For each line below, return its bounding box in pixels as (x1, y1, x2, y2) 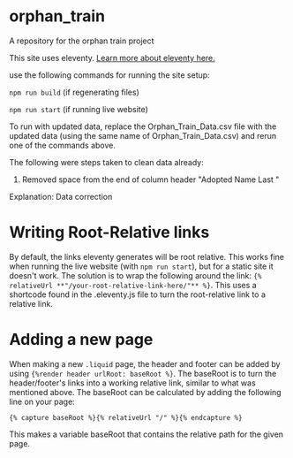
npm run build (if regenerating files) (9, 87, 139, 97)
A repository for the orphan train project (9, 35, 154, 46)
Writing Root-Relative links (9, 223, 210, 242)
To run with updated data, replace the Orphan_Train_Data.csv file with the (9, 121, 277, 132)
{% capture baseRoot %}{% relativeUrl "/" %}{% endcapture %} (9, 413, 243, 422)
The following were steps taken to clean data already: (9, 156, 205, 167)
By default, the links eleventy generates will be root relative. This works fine (9, 251, 285, 262)
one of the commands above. (9, 140, 116, 150)
